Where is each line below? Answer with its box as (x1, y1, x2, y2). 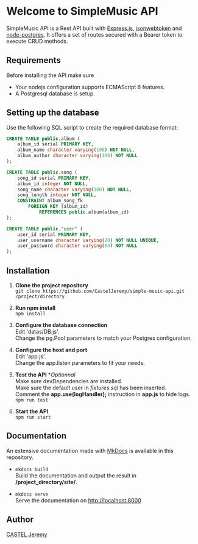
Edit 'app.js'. (15, 353, 46, 360)
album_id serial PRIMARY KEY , (17, 141, 94, 147)
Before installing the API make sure (6, 72, 94, 79)
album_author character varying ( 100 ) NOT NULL (17, 153, 138, 159)
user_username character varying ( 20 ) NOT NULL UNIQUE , (17, 237, 160, 243)
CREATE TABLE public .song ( (6, 169, 78, 175)
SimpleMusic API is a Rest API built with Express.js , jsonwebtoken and (6, 24, 182, 32)
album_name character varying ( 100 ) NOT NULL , (17, 147, 135, 153)
